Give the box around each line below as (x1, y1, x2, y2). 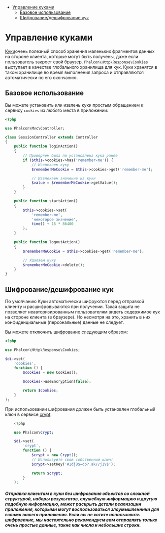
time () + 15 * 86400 (31, 222, 74, 226)
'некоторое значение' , (31, 217, 78, 222)
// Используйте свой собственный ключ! (31, 457, 113, 462)
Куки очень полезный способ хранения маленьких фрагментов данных (5, 48, 155, 54)
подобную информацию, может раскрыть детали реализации (5, 501, 142, 507)
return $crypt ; (31, 471, 63, 476)
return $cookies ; (23, 388, 58, 393)
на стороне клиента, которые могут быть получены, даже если (5, 53, 139, 59)
